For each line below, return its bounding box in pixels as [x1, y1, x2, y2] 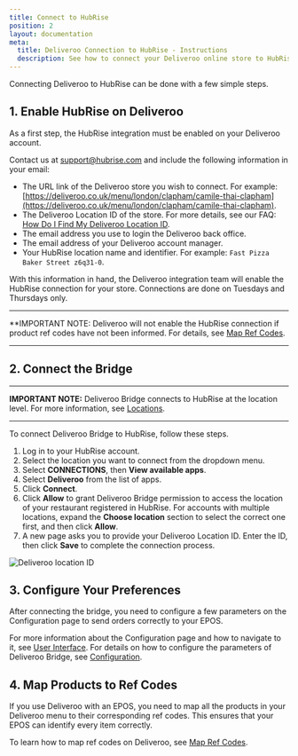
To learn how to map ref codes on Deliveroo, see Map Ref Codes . [9, 737, 248, 748]
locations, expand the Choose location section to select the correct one [21, 511, 286, 522]
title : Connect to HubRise [9, 12, 109, 22]
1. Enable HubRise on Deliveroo [9, 104, 184, 120]
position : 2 [9, 21, 53, 30]
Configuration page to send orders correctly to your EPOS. [9, 616, 223, 626]
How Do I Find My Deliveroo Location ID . [21, 218, 170, 229]
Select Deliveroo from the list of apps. [21, 474, 162, 484]
